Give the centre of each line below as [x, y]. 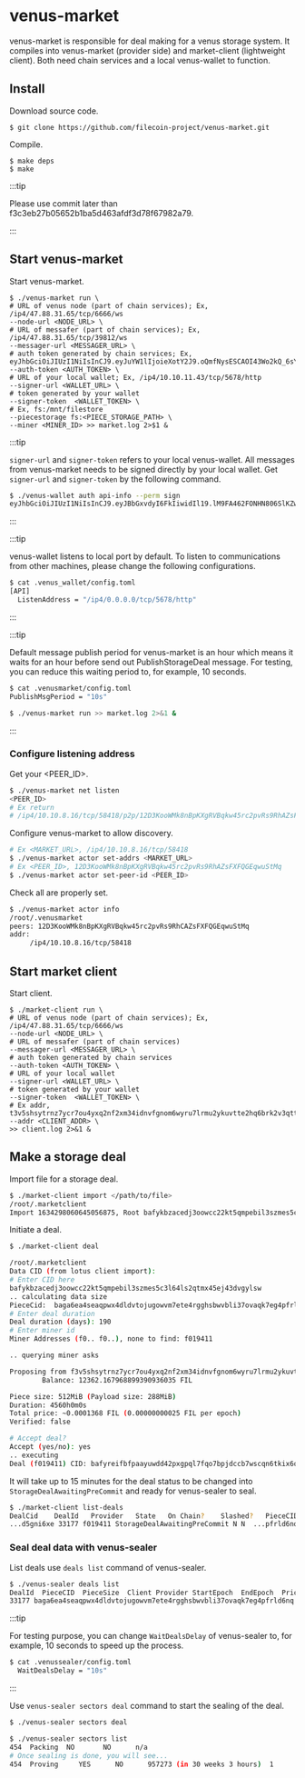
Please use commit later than [64, 203]
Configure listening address [72, 754]
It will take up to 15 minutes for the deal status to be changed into [131, 1481]
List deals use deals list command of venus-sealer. [108, 1567]
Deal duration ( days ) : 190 [60, 1322]
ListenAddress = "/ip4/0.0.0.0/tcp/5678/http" [107, 600]
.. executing [34, 1455]
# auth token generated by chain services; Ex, [101, 354]
